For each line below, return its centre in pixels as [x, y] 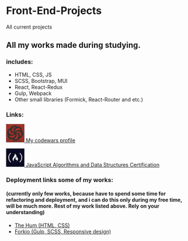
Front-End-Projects [54, 11]
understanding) [25, 212]
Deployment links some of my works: [60, 180]
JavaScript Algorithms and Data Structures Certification [92, 165]
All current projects [29, 27]
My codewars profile [51, 140]
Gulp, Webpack [33, 93]
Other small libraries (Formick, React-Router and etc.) [79, 99]
